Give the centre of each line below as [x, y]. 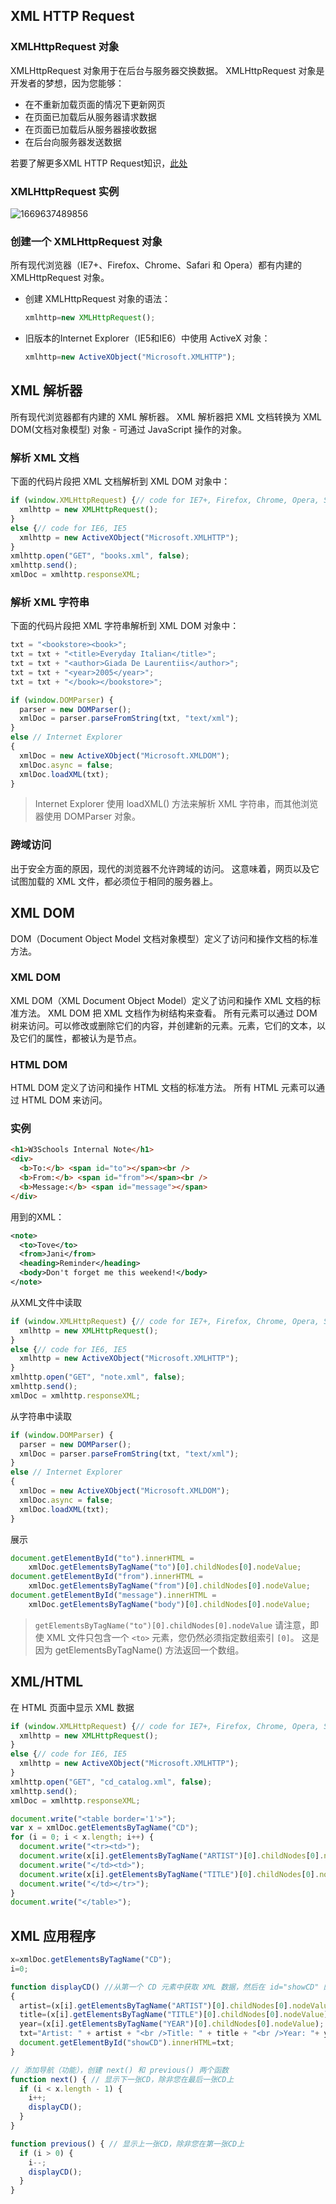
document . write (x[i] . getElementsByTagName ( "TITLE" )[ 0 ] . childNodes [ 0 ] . [169, 1874]
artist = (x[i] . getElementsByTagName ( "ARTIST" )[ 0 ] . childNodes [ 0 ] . [156, 2005]
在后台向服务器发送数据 [73, 141]
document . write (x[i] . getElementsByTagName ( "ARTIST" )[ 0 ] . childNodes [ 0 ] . [172, 1856]
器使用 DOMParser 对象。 [88, 816]
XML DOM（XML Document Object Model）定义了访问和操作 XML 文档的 [161, 1000]
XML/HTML [47, 1682]
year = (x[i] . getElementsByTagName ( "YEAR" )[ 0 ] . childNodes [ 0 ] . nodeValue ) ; [172, 2024]
